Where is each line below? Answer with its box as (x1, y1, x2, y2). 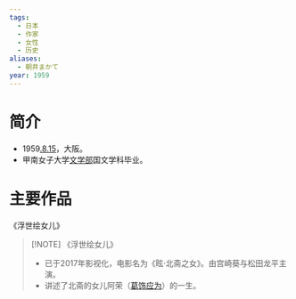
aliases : (9, 54, 42, 63)
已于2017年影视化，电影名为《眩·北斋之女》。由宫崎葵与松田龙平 (44, 257, 279, 268)
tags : (9, 12, 29, 22)
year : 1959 (9, 71, 50, 80)
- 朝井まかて (17, 63, 60, 72)
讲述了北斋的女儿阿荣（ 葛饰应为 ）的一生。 (44, 279, 201, 290)
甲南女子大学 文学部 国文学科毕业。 (21, 154, 148, 165)
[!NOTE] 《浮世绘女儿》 (30, 238, 119, 249)
